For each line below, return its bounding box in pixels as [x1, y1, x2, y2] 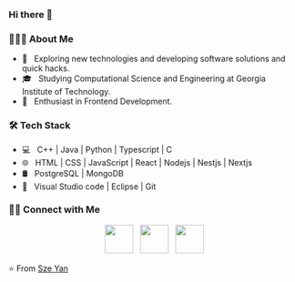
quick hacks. [21, 63, 70, 74]
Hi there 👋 [8, 8, 54, 21]
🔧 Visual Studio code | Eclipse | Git [21, 181, 157, 192]
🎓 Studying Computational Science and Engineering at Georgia [21, 73, 266, 85]
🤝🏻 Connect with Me [8, 204, 101, 217]
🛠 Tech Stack [8, 119, 71, 132]
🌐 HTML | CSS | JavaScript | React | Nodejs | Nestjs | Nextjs [21, 156, 252, 167]
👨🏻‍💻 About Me [8, 32, 74, 45]
